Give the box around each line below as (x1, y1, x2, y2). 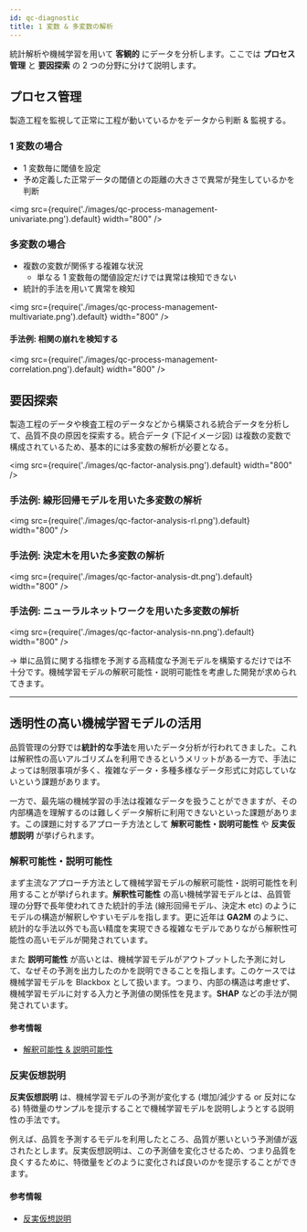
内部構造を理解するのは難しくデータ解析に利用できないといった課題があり (9, 806, 290, 818)
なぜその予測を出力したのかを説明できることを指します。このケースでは (25, 965, 296, 976)
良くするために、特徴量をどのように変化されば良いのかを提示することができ (9, 1157, 298, 1168)
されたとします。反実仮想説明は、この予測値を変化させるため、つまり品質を (9, 1145, 297, 1156)
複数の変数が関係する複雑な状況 (22, 260, 143, 271)
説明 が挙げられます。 (16, 829, 100, 841)
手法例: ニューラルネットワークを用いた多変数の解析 (9, 605, 239, 618)
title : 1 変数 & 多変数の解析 (9, 22, 114, 31)
